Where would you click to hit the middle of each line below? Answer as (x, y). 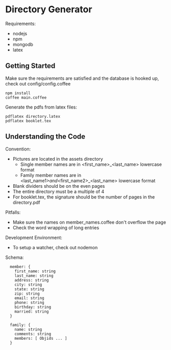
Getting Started (30, 66)
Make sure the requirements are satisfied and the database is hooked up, (82, 78)
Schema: (15, 257)
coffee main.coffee (26, 97)
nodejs (20, 33)
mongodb (23, 44)
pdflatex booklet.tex (28, 121)
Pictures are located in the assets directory (58, 159)
